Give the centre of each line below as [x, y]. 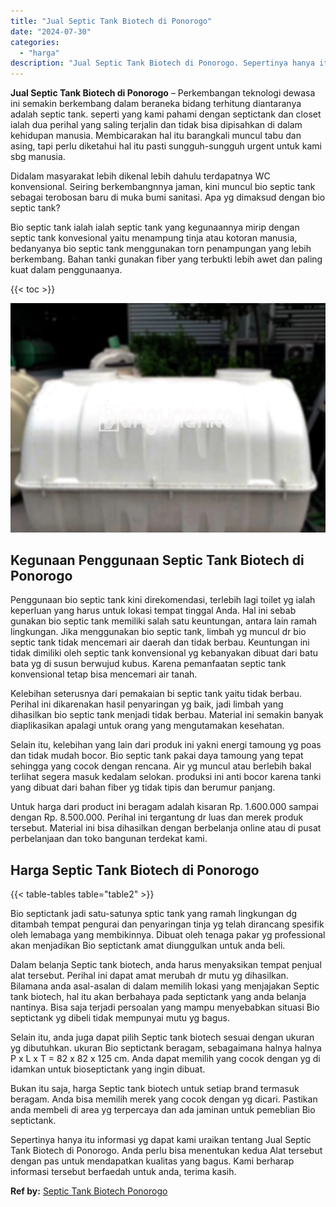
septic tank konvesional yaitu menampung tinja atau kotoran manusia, [154, 238]
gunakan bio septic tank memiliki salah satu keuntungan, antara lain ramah [164, 621]
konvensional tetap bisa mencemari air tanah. [104, 674]
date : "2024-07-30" [51, 31]
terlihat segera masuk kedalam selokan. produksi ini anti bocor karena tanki [166, 777]
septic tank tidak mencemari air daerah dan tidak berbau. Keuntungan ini [160, 642]
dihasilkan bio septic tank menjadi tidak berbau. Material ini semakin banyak [167, 715]
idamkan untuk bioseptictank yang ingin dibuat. [108, 1069]
